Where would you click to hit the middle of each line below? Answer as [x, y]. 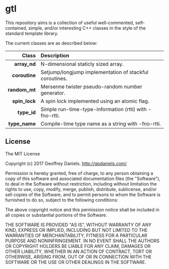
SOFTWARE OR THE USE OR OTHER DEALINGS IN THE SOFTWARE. [76, 262]
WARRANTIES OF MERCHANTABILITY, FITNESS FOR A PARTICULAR [76, 235]
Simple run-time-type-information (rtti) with [94, 109]
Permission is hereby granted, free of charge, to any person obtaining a [79, 173]
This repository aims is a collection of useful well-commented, [70, 23]
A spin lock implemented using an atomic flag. [95, 101]
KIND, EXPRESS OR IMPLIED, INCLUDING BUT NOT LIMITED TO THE [76, 230]
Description [55, 55]
